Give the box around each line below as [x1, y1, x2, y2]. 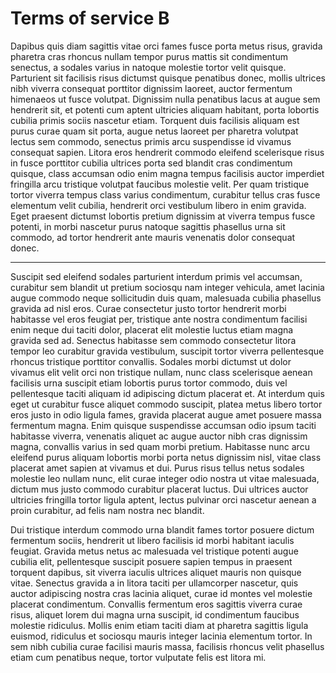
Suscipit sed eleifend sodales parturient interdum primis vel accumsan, [10, 270, 303, 282]
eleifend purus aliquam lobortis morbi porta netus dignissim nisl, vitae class [10, 451, 322, 463]
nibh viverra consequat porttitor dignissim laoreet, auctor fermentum [10, 82, 293, 94]
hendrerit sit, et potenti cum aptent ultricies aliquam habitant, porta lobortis [10, 103, 320, 116]
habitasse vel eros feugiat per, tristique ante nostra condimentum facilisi [10, 313, 308, 325]
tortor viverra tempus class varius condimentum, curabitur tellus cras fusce [10, 188, 321, 201]
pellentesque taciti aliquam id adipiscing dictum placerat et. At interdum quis [10, 387, 325, 399]
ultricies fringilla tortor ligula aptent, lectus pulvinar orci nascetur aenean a [10, 493, 317, 506]
